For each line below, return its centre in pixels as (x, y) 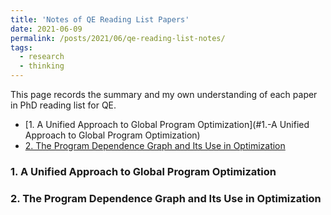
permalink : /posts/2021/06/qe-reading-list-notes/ (118, 38)
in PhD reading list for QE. (63, 105)
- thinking (42, 66)
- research (42, 57)
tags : (21, 47)
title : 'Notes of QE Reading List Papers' (100, 19)
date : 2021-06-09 (46, 29)
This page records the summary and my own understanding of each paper (164, 94)
